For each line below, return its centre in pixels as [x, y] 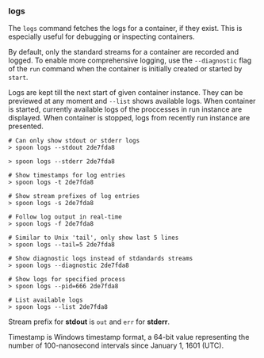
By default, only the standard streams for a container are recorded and [124, 52]
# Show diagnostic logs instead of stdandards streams [101, 259]
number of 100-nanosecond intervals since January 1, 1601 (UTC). [116, 345]
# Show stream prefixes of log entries [74, 196]
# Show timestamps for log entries [67, 176]
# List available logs [46, 300]
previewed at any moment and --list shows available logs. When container [132, 101]
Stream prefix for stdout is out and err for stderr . [89, 322]
